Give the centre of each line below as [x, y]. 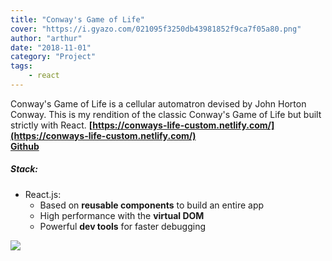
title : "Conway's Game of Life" [77, 19]
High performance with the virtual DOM [122, 215]
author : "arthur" [46, 38]
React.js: [43, 194]
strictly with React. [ [51, 125]
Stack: [24, 169]
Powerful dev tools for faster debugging [123, 226]
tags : [21, 66]
